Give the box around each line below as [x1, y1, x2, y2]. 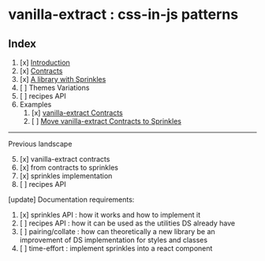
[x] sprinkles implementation [19, 171, 113, 181]
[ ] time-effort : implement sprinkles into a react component [19, 244, 213, 253]
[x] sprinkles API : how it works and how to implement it [19, 211, 201, 219]
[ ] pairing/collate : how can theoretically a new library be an [19, 227, 215, 236]
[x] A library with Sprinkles [19, 75, 106, 84]
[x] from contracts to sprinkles [19, 163, 118, 172]
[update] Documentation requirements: [8, 195, 135, 204]
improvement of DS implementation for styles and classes [19, 235, 207, 244]
